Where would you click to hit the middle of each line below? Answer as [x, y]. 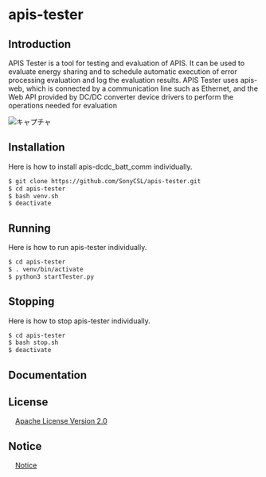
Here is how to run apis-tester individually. [78, 248]
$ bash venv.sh [33, 196]
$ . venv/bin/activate [46, 269]
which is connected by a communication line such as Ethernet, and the [142, 88]
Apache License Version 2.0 [61, 421]
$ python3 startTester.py [51, 276]
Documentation [48, 375]
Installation [37, 148]
